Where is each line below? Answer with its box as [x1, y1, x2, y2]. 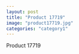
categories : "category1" [6, 25, 68, 32]
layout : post [6, 8, 39, 15]
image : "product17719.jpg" [6, 20, 74, 26]
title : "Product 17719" [6, 14, 66, 20]
